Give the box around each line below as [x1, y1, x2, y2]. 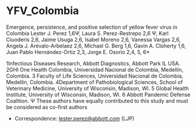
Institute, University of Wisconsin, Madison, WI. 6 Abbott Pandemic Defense [6, 91, 191, 98]
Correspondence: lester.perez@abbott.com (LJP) [14, 114, 135, 122]
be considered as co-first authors [6, 103, 88, 110]
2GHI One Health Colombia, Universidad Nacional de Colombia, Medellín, [6, 66, 184, 73]
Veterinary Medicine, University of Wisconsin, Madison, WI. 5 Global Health [6, 85, 190, 92]
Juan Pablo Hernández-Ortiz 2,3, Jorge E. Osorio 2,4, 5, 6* [6, 48, 150, 55]
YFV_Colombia [6, 4, 79, 18]
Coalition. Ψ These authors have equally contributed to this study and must [6, 97, 188, 104]
